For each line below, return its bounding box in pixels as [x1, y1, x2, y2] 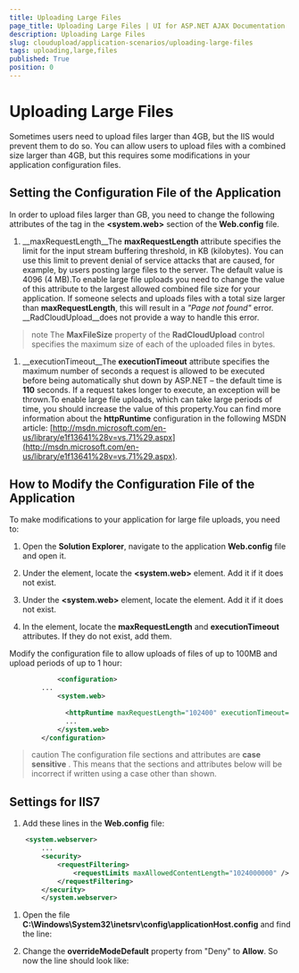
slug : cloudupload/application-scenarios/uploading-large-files [9, 38, 253, 47]
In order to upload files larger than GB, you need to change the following [9, 209, 275, 220]
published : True [9, 55, 70, 63]
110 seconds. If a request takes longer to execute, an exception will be [21, 384, 281, 395]
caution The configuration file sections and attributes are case [30, 750, 262, 760]
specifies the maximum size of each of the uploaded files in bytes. [30, 339, 276, 349]
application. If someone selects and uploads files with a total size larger [21, 292, 286, 304]
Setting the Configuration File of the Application [9, 185, 281, 201]
